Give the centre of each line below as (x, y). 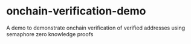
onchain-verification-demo (76, 11)
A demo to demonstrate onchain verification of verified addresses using (96, 28)
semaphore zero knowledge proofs (50, 34)
